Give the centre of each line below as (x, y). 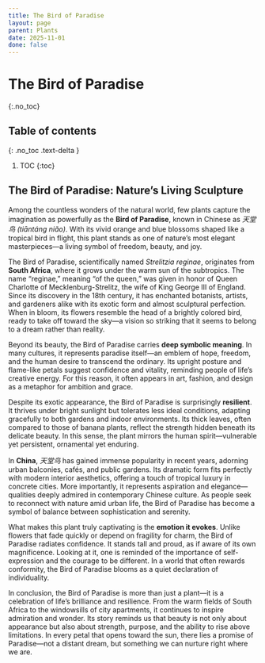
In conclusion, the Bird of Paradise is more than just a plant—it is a (116, 592)
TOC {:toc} (37, 165)
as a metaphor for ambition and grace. (70, 386)
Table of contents (52, 131)
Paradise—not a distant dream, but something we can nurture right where (128, 643)
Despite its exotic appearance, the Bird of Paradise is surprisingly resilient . (130, 402)
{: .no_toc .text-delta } (44, 150)
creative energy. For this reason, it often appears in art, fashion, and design (131, 378)
